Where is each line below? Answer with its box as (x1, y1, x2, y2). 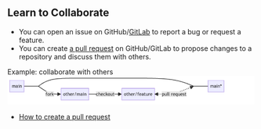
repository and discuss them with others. (18, 52, 151, 61)
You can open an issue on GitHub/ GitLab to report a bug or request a (18, 27, 241, 36)
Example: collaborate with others (7, 66, 114, 77)
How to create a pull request (18, 112, 111, 121)
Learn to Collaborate (7, 6, 110, 20)
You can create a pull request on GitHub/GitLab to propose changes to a (18, 43, 252, 53)
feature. (18, 35, 45, 45)
